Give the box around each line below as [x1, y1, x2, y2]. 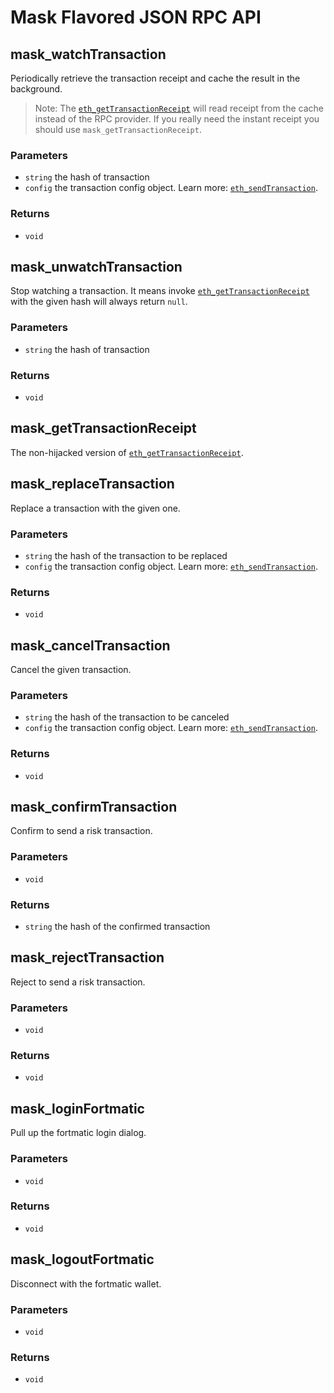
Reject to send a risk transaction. [10, 976, 146, 988]
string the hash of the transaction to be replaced [24, 549, 228, 561]
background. [10, 83, 63, 95]
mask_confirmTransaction [10, 799, 178, 816]
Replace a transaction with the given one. [10, 502, 181, 514]
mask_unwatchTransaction [10, 258, 183, 275]
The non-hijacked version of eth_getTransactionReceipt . [10, 446, 244, 458]
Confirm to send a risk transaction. [10, 825, 153, 837]
